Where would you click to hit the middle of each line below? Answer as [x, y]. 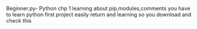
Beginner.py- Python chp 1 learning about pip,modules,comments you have [98, 8]
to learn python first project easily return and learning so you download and [99, 14]
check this [19, 21]
